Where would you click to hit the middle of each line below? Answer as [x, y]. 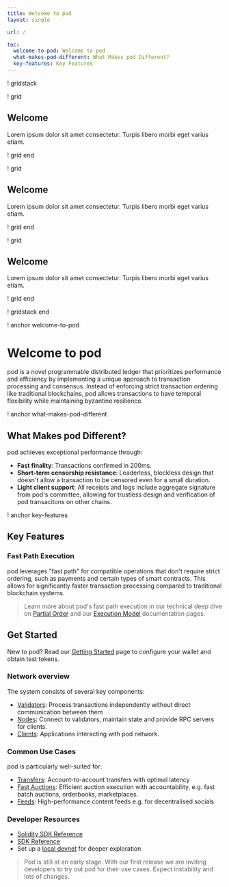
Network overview [39, 677]
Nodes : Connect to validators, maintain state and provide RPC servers [116, 719]
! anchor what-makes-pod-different [57, 414]
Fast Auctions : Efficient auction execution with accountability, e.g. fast [116, 787]
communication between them [60, 712]
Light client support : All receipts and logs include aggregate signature [116, 488]
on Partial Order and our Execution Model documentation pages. [114, 613]
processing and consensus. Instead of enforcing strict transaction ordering [113, 386]
